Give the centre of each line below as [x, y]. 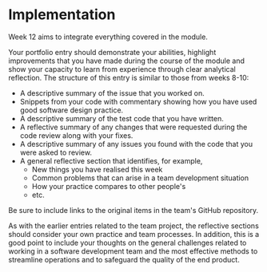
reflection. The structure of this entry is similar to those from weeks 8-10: [129, 77]
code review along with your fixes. [76, 135]
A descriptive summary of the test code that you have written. [122, 118]
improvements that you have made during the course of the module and [127, 61]
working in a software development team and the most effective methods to [133, 251]
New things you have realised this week [97, 169]
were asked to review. [56, 152]
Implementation [62, 15]
